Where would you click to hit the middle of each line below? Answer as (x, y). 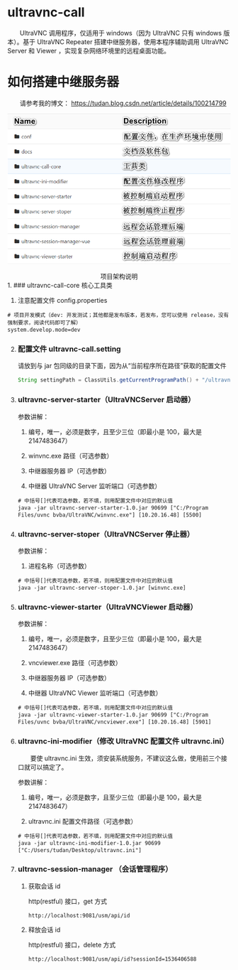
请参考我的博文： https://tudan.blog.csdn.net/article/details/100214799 (123, 103)
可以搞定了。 (49, 767)
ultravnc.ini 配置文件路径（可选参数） (83, 821)
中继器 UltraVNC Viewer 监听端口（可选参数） (95, 693)
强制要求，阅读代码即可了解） (44, 323)
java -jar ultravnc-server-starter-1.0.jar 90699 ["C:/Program (113, 508)
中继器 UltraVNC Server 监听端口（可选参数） (95, 486)
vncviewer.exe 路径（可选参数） (75, 663)
